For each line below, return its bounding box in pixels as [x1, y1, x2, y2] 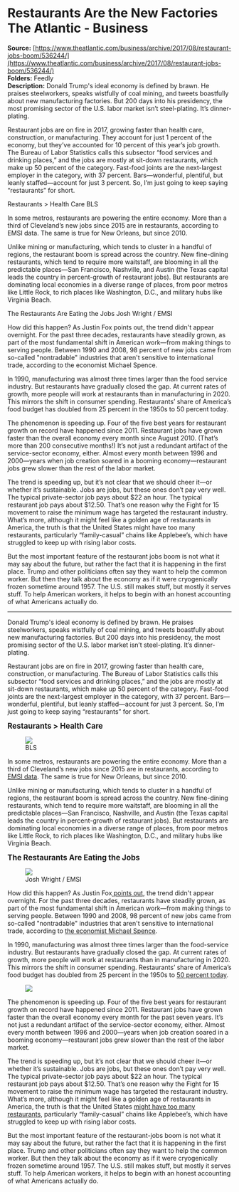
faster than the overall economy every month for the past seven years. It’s [7, 1013, 224, 1021]
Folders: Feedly [7, 73, 54, 83]
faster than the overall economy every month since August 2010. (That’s [7, 433, 218, 442]
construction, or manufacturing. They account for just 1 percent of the [7, 133, 212, 142]
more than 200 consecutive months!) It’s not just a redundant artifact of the [7, 441, 228, 450]
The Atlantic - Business [7, 20, 149, 36]
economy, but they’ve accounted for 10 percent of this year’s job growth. [7, 140, 221, 149]
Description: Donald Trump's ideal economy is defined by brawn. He [7, 81, 210, 90]
